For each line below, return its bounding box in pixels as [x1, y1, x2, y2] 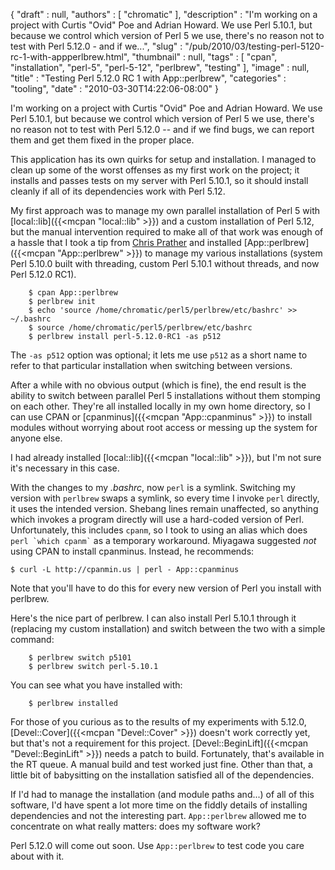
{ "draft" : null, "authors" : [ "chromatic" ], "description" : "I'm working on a [10, 9, 318, 20]
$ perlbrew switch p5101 [28, 653, 132, 663]
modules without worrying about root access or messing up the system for [10, 422, 318, 433]
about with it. [10, 850, 65, 862]
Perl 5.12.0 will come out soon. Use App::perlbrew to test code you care [10, 840, 305, 851]
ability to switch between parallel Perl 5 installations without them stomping [10, 390, 321, 401]
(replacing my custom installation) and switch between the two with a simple [10, 623, 326, 634]
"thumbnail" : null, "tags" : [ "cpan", [131, 51, 278, 63]
